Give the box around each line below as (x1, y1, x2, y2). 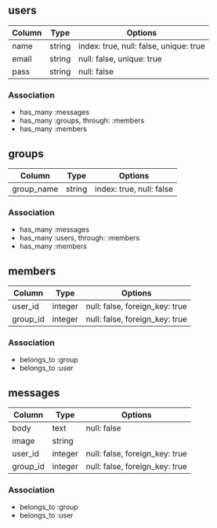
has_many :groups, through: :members (19, 115, 145, 126)
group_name (12, 183, 59, 194)
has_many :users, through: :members (19, 233, 140, 243)
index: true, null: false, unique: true (78, 40, 205, 51)
